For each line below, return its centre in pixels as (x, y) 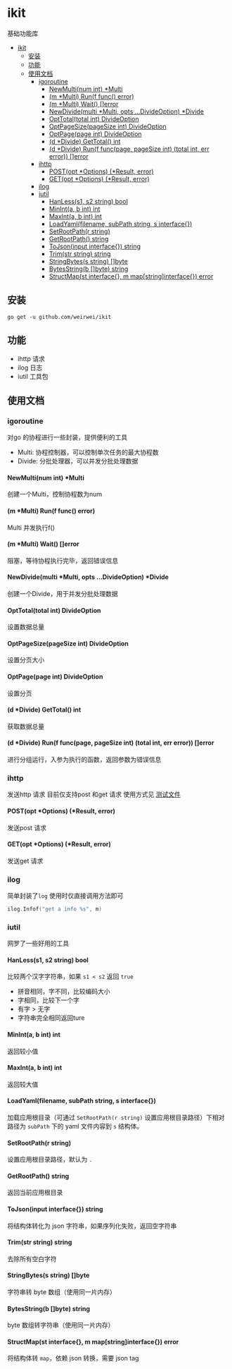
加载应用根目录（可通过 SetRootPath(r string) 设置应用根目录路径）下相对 (116, 1118)
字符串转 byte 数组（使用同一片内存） (62, 1292)
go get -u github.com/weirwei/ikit (59, 317)
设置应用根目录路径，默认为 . (50, 1160)
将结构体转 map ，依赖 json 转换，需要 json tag (73, 1358)
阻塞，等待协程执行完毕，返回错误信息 (63, 560)
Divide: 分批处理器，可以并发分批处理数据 (78, 461)
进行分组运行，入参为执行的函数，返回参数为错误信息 (84, 760)
